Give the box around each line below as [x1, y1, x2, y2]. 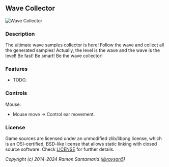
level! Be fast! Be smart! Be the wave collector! [5, 53, 103, 59]
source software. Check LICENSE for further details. [5, 146, 115, 152]
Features [5, 66, 28, 73]
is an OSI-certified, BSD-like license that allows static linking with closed [5, 141, 157, 147]
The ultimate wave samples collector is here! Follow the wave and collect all [5, 42, 164, 48]
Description [5, 30, 35, 37]
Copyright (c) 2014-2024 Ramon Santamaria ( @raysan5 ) [5, 156, 126, 162]
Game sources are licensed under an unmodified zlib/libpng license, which [5, 135, 162, 142]
